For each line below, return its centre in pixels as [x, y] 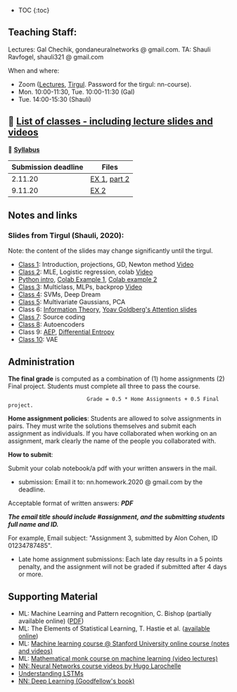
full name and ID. [33, 525]
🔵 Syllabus [24, 149]
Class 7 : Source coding [52, 317]
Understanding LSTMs [51, 673]
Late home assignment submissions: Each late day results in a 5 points [121, 559]
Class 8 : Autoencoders [51, 325]
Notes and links [43, 216]
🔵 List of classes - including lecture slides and [110, 122]
